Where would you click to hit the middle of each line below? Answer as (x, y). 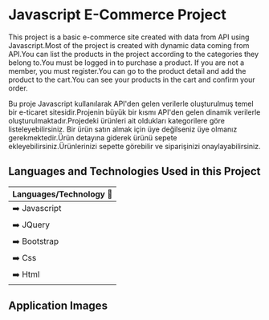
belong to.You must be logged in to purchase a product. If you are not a (126, 63)
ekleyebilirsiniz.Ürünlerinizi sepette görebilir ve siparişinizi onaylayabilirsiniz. (134, 146)
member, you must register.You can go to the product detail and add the (127, 71)
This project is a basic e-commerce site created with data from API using (129, 37)
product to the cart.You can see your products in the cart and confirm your (132, 79)
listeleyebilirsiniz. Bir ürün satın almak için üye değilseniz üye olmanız (123, 129)
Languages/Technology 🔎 (63, 194)
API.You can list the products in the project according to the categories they (134, 54)
